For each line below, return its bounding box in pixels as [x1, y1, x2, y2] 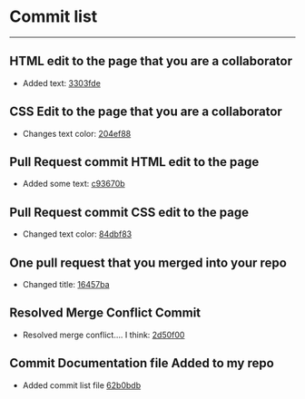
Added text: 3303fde [22, 77, 102, 88]
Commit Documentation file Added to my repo [9, 355, 274, 371]
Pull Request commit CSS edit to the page [9, 204, 250, 219]
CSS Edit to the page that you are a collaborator [9, 104, 283, 120]
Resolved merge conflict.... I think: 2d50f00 [22, 329, 185, 340]
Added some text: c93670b [22, 179, 125, 190]
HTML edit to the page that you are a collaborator [9, 54, 293, 69]
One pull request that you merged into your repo [9, 255, 288, 270]
